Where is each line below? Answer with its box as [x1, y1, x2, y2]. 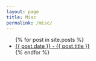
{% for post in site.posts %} [14, 36, 85, 44]
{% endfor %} [14, 49, 50, 56]
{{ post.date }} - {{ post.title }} [14, 42, 90, 50]
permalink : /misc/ [6, 20, 53, 26]
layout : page [6, 8, 39, 15]
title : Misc [6, 14, 36, 20]
